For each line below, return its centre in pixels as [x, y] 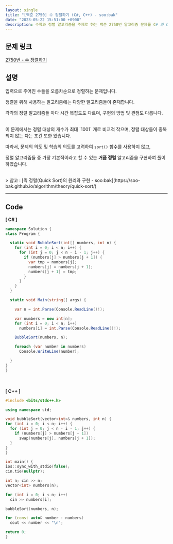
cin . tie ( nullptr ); [25, 472]
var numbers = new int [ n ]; [44, 319]
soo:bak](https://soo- [117, 180]
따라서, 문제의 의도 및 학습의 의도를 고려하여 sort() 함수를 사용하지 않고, [78, 147]
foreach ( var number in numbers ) [50, 347]
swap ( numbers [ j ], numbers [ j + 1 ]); [57, 438]
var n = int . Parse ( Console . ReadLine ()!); [59, 309]
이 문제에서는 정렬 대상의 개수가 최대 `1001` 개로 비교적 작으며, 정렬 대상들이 [81, 129]
